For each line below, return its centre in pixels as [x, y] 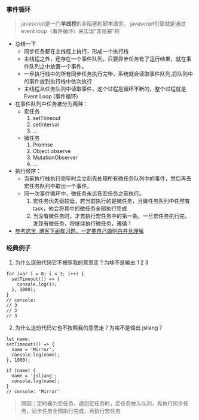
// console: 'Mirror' [33, 391]
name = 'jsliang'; [35, 376]
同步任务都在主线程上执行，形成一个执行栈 [76, 52]
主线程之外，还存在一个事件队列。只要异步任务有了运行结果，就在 [105, 59]
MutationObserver [55, 158]
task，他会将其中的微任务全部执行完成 [80, 209]
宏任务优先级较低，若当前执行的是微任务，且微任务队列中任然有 [111, 201]
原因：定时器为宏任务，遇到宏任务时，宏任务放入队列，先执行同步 [102, 403]
